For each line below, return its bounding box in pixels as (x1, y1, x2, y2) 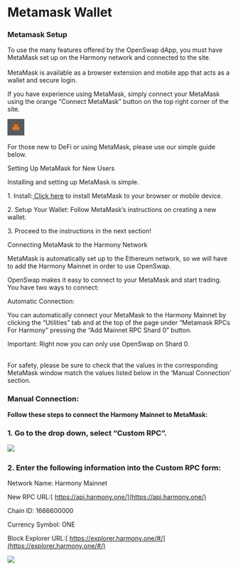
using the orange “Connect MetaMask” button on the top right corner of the (7, 97, 229, 106)
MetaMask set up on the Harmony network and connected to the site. (7, 53, 211, 62)
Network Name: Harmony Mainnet (7, 479, 108, 487)
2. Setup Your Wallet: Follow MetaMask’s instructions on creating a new (7, 206, 217, 214)
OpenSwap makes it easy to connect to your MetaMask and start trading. (7, 275, 222, 285)
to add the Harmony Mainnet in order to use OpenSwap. (7, 262, 172, 270)
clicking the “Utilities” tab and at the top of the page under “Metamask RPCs (7, 318, 231, 327)
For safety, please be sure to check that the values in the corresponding (7, 361, 218, 370)
